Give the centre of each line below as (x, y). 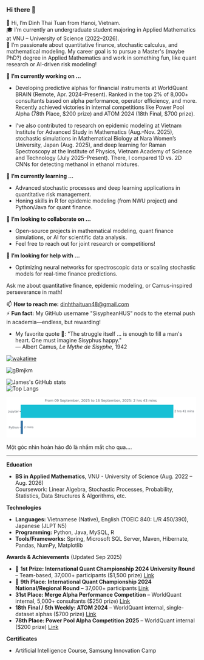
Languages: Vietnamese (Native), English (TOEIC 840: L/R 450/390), (102, 519)
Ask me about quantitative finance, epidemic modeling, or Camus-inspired (99, 286)
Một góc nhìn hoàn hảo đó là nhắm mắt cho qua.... (69, 447)
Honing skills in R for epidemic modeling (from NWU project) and (96, 201)
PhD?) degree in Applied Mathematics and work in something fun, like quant (101, 58)
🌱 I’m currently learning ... (40, 176)
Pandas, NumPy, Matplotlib (49, 545)
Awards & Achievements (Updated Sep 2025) (64, 557)
